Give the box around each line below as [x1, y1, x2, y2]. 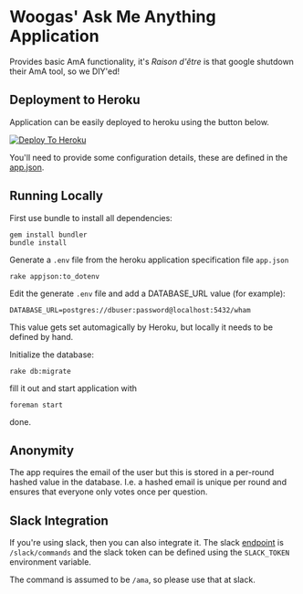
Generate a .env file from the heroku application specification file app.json [9, 254, 289, 265]
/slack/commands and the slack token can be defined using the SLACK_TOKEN [9, 546, 290, 558]
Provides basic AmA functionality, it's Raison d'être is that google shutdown [9, 56, 295, 67]
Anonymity [9, 442, 75, 458]
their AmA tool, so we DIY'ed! [9, 66, 120, 77]
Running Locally [9, 188, 103, 204]
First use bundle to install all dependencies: [9, 212, 173, 223]
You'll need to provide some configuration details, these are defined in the [9, 152, 288, 163]
